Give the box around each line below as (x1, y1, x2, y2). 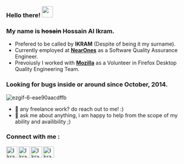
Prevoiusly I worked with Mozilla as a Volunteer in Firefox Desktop (14, 59, 177, 66)
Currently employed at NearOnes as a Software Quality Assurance (14, 47, 178, 54)
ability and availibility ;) (14, 118, 71, 125)
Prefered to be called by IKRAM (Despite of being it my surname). (14, 40, 176, 47)
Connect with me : (6, 133, 61, 141)
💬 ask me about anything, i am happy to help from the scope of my (14, 111, 178, 118)
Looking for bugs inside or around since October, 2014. (6, 81, 168, 89)
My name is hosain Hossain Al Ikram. (6, 27, 115, 35)
